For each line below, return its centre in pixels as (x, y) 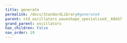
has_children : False (27, 28)
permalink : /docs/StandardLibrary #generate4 (52, 14)
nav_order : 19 (20, 33)
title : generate (22, 10)
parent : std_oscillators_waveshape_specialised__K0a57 (64, 19)
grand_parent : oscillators (33, 23)
